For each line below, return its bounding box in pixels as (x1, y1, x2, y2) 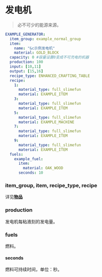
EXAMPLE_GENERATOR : (5, 32, 46, 37)
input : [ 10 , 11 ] (9, 64, 41, 69)
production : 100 (9, 60, 43, 65)
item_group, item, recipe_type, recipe (5, 182, 98, 189)
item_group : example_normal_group (9, 36, 81, 41)
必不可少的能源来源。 (17, 22, 61, 28)
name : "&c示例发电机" (14, 46, 55, 51)
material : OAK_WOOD (23, 166, 64, 171)
